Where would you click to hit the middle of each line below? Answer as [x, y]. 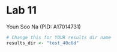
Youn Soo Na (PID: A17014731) [43, 27]
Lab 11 [22, 10]
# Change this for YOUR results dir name [59, 37]
